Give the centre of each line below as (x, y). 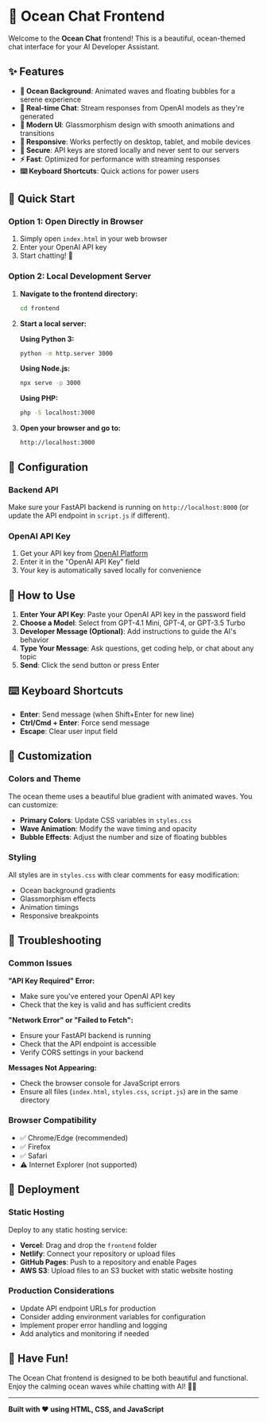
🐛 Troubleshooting (55, 940)
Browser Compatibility (52, 1121)
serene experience (50, 99)
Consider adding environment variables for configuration (113, 1316)
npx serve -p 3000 (50, 383)
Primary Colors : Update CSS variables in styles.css (106, 820)
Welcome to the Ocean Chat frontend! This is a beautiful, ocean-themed (127, 38)
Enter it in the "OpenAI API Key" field (80, 562)
